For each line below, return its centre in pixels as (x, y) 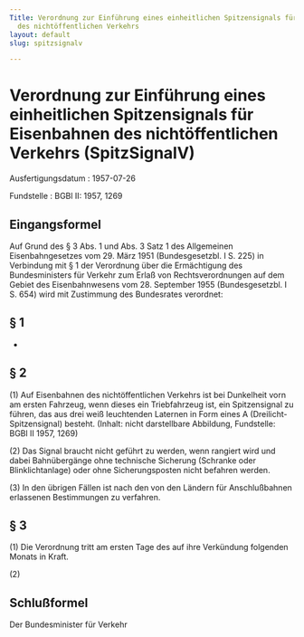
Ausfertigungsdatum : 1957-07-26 (73, 178)
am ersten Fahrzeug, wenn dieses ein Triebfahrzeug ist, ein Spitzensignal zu (152, 404)
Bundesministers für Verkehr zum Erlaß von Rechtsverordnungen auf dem (147, 275)
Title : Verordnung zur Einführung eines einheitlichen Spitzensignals (145, 18)
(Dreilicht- (269, 414)
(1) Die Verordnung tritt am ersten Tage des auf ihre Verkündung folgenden (149, 547)
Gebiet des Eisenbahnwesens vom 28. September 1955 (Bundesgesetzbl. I (148, 285)
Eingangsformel (55, 224)
